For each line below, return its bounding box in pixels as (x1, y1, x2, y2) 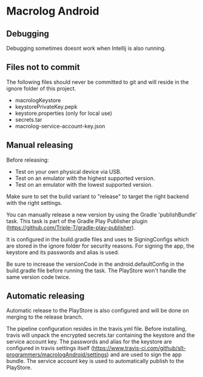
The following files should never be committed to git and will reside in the (6, 78, 189, 86)
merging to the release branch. (6, 313, 84, 320)
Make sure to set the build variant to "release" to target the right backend (6, 193, 189, 200)
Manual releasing (6, 140, 73, 150)
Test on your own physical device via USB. (15, 168, 122, 175)
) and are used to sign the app (107, 351, 182, 358)
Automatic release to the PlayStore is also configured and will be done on (6, 307, 189, 314)
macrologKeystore (15, 96, 61, 104)
